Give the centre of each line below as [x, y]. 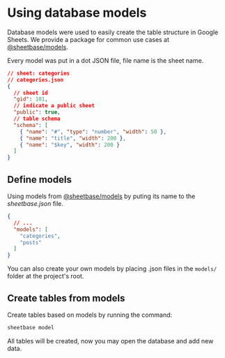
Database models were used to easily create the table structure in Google [113, 32]
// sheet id [31, 93]
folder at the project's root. [46, 276]
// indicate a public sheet [54, 106]
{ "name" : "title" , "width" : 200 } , [73, 138]
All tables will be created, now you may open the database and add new [110, 341]
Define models [39, 179]
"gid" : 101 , [31, 99]
